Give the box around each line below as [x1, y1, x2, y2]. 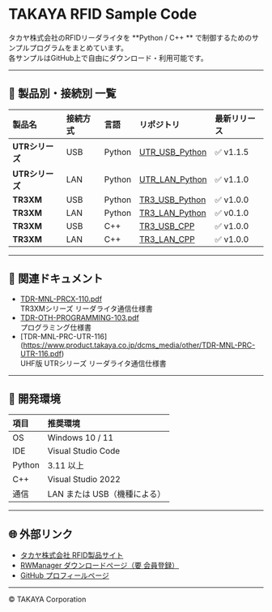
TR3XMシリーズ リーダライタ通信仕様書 [19, 304, 154, 313]
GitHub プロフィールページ [19, 571, 109, 580]
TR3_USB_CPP [138, 220, 195, 231]
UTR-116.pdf [19, 348, 62, 358]
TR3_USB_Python [138, 194, 206, 205]
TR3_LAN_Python [138, 207, 206, 218]
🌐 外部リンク [8, 527, 73, 541]
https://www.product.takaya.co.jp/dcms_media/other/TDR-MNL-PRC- [23, 340, 256, 350]
